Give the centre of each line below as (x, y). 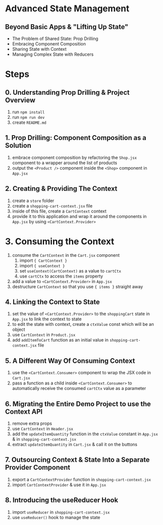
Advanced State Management (67, 9)
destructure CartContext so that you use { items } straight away (78, 286)
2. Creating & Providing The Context (61, 189)
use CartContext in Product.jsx (44, 335)
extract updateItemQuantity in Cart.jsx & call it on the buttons (75, 444)
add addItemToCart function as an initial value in (60, 340)
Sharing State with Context (39, 49)
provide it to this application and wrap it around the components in (79, 216)
